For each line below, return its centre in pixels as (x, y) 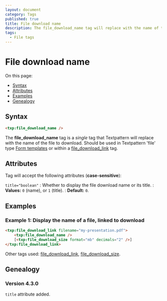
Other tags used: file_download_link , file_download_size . (63, 254)
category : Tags (21, 14)
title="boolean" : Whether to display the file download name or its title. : (80, 185)
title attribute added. (28, 294)
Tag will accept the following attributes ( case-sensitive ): (63, 176)
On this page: (19, 75)
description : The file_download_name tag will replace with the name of (82, 28)
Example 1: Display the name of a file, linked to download (75, 220)
